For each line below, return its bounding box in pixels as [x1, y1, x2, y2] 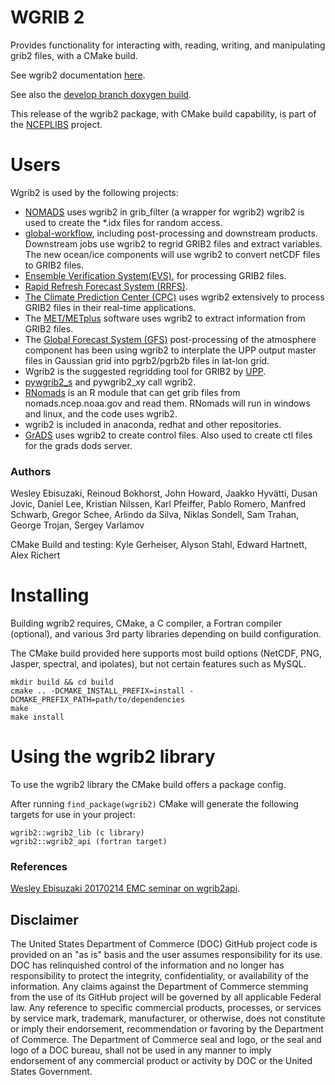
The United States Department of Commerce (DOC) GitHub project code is [10, 938, 318, 950]
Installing [10, 584, 90, 607]
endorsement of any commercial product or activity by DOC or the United [10, 1055, 313, 1067]
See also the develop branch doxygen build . [10, 88, 192, 100]
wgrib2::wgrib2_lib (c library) [10, 828, 145, 838]
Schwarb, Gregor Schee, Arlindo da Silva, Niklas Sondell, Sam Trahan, [10, 509, 300, 521]
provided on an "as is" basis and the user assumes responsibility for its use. [10, 949, 323, 961]
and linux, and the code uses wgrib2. [24, 407, 178, 420]
